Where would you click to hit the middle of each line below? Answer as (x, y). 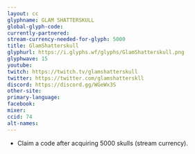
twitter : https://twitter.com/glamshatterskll (76, 78)
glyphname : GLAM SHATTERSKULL (51, 20)
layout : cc (23, 14)
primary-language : (34, 98)
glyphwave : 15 (28, 59)
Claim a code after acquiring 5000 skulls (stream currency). (103, 143)
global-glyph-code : (35, 26)
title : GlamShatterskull (43, 46)
